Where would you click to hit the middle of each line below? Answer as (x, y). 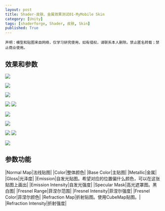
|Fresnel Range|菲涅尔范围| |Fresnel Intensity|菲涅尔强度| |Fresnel (83, 191)
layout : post (19, 10)
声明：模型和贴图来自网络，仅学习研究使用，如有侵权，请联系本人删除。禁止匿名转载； (81, 42)
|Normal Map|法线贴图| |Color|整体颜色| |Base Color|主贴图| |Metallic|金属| (81, 172)
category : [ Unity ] (24, 19)
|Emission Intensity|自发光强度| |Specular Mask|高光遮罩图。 (91, 185)
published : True (22, 28)
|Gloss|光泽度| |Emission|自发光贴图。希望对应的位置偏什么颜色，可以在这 (81, 178)
